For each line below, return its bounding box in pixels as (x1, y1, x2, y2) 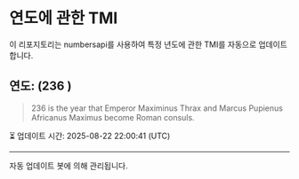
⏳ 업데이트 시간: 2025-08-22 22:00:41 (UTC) (9, 130, 171, 141)
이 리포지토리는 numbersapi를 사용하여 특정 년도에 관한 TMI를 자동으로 (9, 39, 257, 50)
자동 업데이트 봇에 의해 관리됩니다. (9, 160, 128, 171)
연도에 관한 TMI (9, 8, 118, 28)
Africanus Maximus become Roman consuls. (30, 112, 195, 122)
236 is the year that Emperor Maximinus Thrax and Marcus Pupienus (30, 103, 283, 113)
